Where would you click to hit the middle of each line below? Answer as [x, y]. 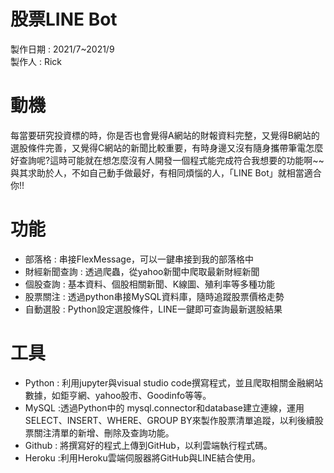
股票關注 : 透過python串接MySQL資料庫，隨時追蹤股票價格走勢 [154, 296]
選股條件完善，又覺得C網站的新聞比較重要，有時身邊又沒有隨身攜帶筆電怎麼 [167, 147]
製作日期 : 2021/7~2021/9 [62, 49]
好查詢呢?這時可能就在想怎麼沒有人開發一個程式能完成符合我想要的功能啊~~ [167, 160]
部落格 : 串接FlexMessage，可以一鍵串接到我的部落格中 [139, 259]
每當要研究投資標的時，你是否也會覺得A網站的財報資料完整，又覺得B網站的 [165, 135]
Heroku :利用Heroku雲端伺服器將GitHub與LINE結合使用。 [142, 457]
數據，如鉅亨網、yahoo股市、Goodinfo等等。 [118, 395]
